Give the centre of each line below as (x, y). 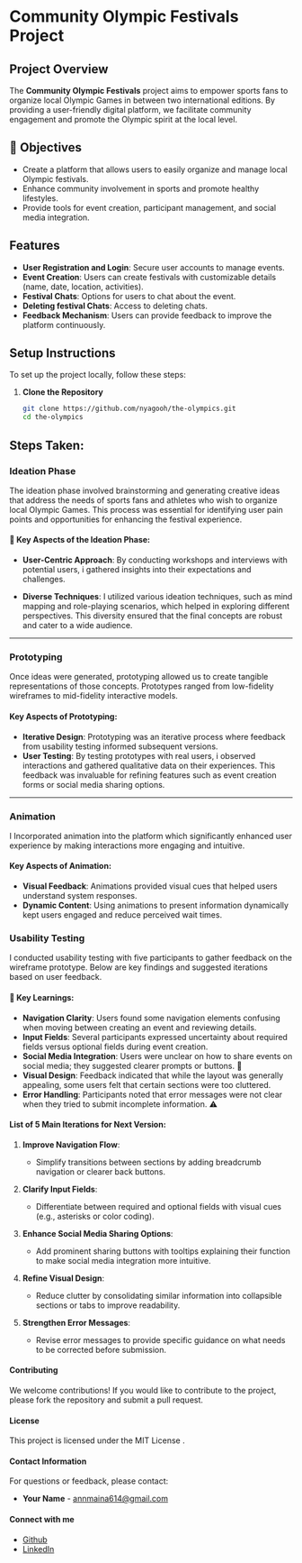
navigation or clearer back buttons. (101, 1171)
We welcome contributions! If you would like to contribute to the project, (143, 1390)
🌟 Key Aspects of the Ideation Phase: (80, 540)
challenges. (44, 580)
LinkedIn (38, 1549)
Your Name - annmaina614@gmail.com (95, 1499)
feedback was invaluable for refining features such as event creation (149, 775)
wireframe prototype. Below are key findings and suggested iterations (138, 967)
